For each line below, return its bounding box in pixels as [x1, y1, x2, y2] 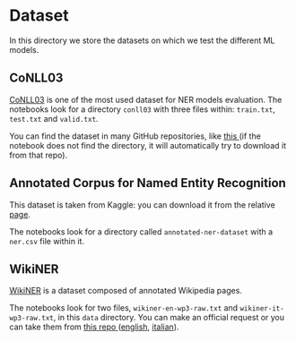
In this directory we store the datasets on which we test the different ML [9, 35, 275, 46]
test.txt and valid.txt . [9, 113, 99, 124]
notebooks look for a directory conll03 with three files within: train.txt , [9, 104, 276, 115]
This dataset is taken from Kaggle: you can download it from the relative [9, 199, 275, 210]
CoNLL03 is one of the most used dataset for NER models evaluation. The [9, 94, 283, 105]
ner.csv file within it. [9, 235, 85, 246]
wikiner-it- [239, 304, 284, 313]
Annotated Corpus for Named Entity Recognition [9, 175, 287, 191]
